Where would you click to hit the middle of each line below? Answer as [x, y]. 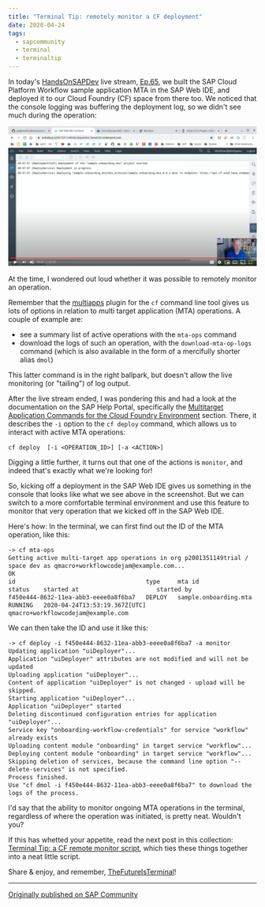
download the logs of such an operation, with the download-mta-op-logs [136, 343]
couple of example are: [46, 319]
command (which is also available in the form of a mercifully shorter [130, 352]
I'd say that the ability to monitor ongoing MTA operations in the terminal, [127, 808]
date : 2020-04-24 [37, 25]
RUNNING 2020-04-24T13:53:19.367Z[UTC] [77, 606]
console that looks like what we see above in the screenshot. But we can [126, 495]
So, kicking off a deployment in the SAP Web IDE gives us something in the [130, 486]
